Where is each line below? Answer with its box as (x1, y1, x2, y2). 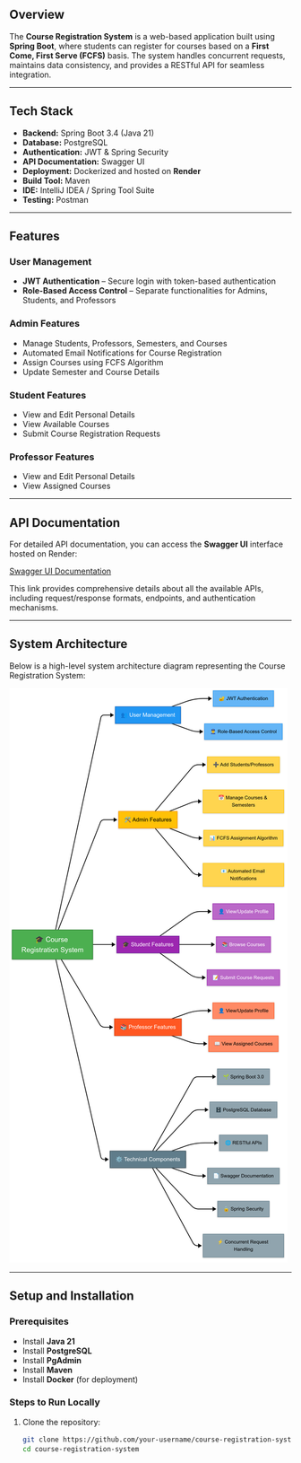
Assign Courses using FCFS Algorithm (21, 356, 164, 367)
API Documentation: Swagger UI (21, 156, 145, 167)
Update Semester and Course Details (21, 366, 159, 377)
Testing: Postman (21, 194, 89, 205)
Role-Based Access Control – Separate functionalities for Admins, (21, 285, 268, 296)
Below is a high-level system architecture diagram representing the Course (9, 660, 286, 671)
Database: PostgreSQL (21, 136, 108, 147)
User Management (9, 255, 92, 267)
